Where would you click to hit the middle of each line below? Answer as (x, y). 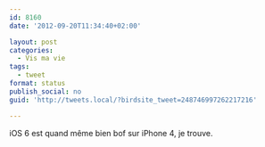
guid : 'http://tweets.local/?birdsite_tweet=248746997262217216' (133, 100)
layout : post (33, 42)
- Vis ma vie (41, 59)
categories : (31, 50)
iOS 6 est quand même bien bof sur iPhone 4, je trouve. (111, 133)
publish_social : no (46, 91)
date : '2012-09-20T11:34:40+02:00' (75, 26)
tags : (19, 67)
